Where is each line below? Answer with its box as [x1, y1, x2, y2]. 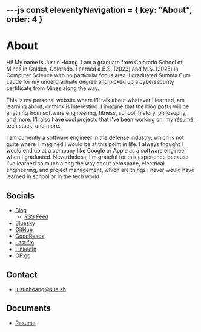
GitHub [15, 226, 33, 233]
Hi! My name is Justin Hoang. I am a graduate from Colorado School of [6, 59, 183, 66]
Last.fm [15, 239, 35, 246]
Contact [6, 269, 38, 280]
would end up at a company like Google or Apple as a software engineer [6, 147, 186, 154]
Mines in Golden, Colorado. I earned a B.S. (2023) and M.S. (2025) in [6, 65, 179, 72]
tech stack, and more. [6, 122, 61, 130]
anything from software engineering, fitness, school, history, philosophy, [6, 109, 187, 117]
